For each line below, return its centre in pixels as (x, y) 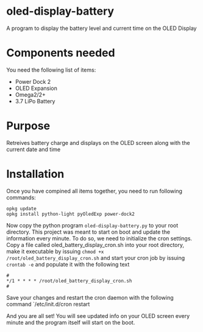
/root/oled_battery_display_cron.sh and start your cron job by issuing (96, 257)
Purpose (28, 126)
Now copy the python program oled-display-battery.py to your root (92, 225)
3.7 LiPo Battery (35, 101)
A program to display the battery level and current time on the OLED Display (101, 28)
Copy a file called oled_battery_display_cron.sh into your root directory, (95, 245)
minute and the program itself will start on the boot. (71, 322)
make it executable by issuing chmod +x (55, 251)
